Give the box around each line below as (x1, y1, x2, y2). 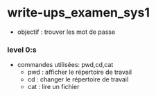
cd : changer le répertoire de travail (27, 75, 129, 84)
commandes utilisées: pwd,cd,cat (17, 61, 114, 69)
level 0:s (7, 45, 37, 55)
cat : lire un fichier (27, 83, 80, 91)
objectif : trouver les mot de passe (17, 28, 116, 36)
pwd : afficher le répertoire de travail (27, 68, 132, 77)
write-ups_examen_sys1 (7, 5, 150, 21)
